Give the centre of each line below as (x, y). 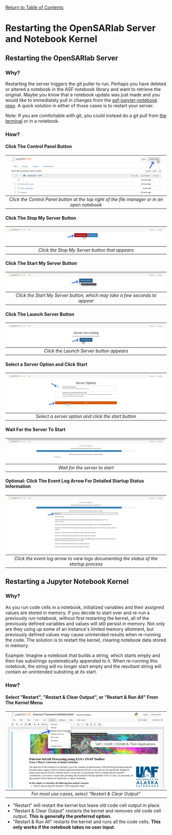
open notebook (86, 204)
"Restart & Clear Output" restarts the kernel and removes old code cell (87, 810)
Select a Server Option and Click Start (47, 364)
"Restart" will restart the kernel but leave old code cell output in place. (87, 805)
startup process (86, 564)
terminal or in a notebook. (33, 121)
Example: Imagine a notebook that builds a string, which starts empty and (83, 655)
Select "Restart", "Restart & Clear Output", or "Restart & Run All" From (82, 697)
